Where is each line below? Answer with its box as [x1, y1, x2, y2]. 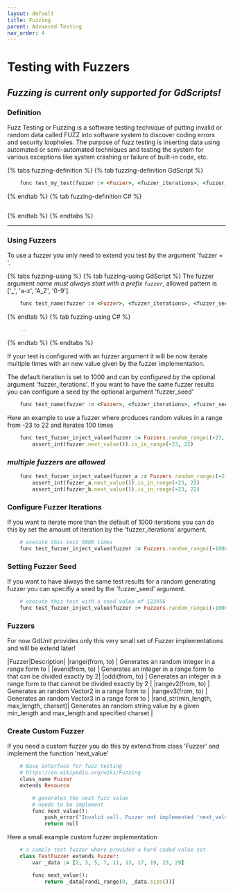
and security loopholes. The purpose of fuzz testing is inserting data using [7, 138, 221, 146]
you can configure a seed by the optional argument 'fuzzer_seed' [7, 387, 194, 396]
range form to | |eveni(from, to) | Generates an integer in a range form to [7, 665, 214, 673]
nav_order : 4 [7, 29, 45, 37]
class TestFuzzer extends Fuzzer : [19, 853, 119, 860]
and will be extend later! [7, 644, 76, 652]
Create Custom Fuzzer [7, 726, 85, 735]
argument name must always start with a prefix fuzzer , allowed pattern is [7, 279, 217, 288]
